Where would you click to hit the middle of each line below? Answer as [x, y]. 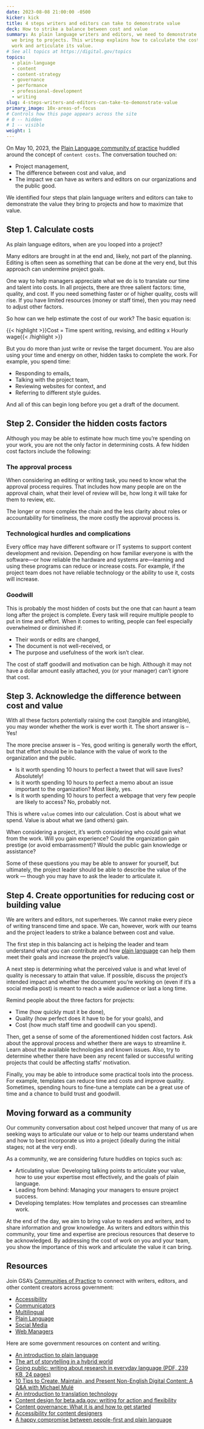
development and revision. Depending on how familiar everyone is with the [100, 553]
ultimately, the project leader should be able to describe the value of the [96, 870]
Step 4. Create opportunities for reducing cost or [100, 895]
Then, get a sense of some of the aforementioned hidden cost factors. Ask [100, 1037]
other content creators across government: [60, 1287]
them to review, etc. [31, 499]
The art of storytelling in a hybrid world [64, 1361]
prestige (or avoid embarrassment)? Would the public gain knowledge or [97, 845]
